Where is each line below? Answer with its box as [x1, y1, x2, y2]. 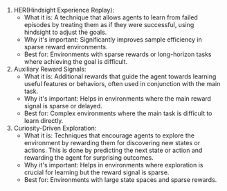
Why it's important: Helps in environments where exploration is [24, 161, 203, 169]
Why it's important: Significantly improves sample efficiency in [24, 35, 202, 44]
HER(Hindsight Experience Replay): [13, 6, 115, 14]
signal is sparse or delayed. [24, 102, 102, 110]
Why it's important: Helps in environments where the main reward [24, 94, 211, 103]
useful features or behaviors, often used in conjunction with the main [24, 80, 221, 88]
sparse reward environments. [24, 43, 108, 51]
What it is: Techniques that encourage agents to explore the [24, 131, 195, 140]
